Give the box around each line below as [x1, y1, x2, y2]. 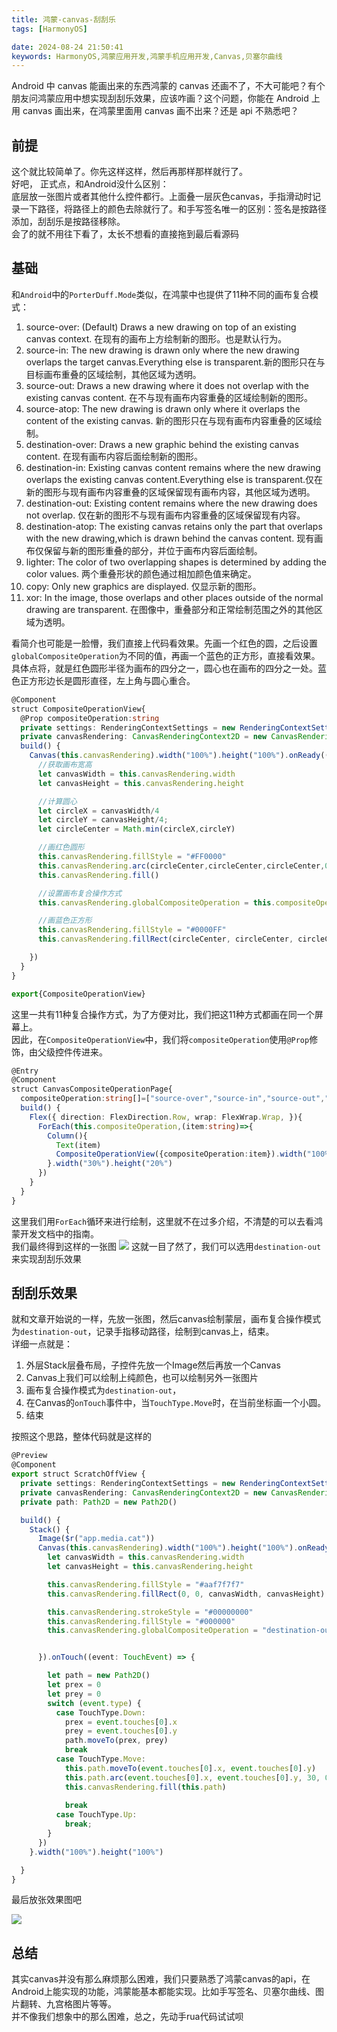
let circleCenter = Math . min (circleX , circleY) [37, 824, 236, 835]
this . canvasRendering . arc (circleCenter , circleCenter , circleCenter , [37, 861, 326, 871]
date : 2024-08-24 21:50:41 [11, 42, 124, 52]
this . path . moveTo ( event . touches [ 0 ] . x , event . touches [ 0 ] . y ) [64, 1763, 317, 1773]
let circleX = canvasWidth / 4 [37, 806, 160, 816]
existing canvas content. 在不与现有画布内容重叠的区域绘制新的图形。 [25, 391, 313, 403]
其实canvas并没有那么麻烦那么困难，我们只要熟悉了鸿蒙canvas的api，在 [11, 1973, 311, 1985]
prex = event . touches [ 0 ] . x [64, 1717, 178, 1727]
